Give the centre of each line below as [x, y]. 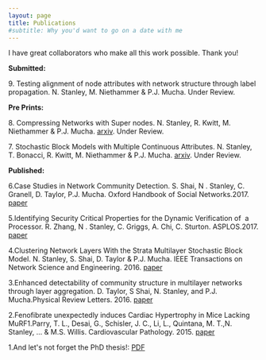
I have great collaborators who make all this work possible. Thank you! [123, 53]
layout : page [30, 15]
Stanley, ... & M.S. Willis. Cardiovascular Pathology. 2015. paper [112, 332]
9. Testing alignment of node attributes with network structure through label [132, 83]
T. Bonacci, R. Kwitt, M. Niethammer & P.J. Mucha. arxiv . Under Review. [125, 155]
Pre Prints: [26, 107]
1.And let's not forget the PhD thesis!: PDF [77, 347]
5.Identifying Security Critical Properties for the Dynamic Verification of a [129, 219]
